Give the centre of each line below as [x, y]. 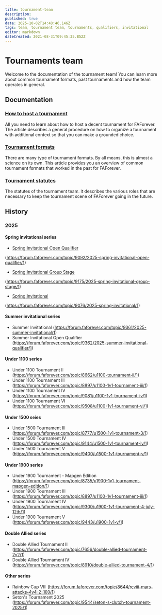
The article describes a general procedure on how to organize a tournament [81, 129]
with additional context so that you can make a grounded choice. [70, 135]
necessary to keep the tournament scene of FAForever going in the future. [79, 196]
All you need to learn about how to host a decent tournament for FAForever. [81, 124]
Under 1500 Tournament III [39, 428]
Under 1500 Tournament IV [39, 439]
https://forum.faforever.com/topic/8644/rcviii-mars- [101, 587]
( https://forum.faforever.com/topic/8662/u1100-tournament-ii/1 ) [76, 375]
